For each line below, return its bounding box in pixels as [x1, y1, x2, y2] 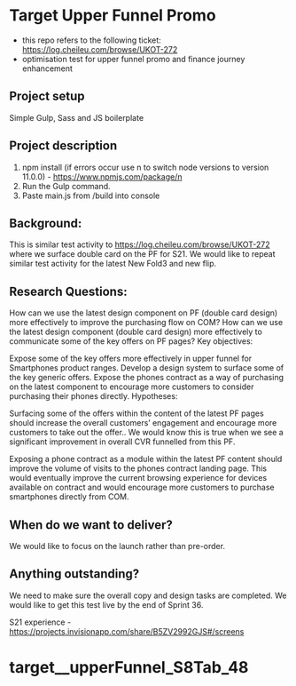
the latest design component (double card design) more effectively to [9, 326, 263, 338]
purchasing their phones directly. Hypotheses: [9, 391, 178, 402]
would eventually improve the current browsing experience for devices [9, 473, 268, 483]
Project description [9, 139, 118, 154]
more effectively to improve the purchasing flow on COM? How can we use [9, 317, 284, 328]
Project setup [9, 89, 86, 104]
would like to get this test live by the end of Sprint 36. [9, 599, 204, 610]
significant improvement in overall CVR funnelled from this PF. [9, 436, 236, 447]
